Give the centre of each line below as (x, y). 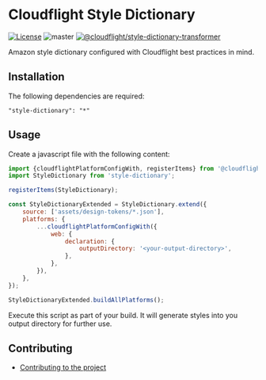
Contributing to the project (63, 367)
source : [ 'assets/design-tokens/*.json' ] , (93, 212)
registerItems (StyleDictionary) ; (63, 190)
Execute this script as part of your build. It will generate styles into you (123, 315)
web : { (61, 234)
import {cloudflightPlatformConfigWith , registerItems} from (111, 168)
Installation (36, 77)
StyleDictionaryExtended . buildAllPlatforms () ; (86, 300)
